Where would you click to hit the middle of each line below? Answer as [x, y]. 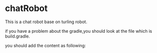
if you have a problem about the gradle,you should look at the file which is [78, 31]
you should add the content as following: [45, 45]
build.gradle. [18, 36]
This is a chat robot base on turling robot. [46, 22]
